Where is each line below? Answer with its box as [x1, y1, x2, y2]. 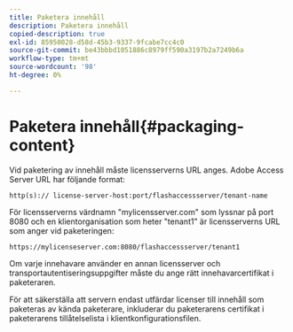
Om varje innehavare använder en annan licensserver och [9, 258, 221, 268]
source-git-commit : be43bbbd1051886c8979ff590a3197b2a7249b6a [9, 46, 244, 55]
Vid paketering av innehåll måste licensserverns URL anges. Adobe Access [9, 165, 284, 175]
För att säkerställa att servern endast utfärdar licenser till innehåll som [9, 294, 265, 305]
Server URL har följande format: [9, 174, 126, 184]
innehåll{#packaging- [79, 116, 244, 136]
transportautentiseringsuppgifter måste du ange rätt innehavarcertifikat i [9, 267, 274, 278]
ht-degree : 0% [9, 71, 62, 80]
